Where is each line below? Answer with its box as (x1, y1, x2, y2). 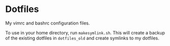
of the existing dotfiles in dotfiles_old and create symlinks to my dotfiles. (5, 35, 159, 41)
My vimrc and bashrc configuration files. (5, 20, 90, 26)
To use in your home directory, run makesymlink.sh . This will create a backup (5, 29, 165, 35)
